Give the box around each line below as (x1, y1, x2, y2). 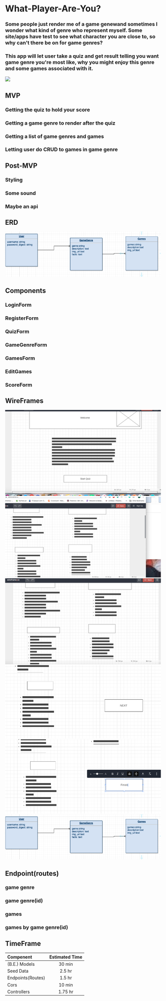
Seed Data (7, 968, 29, 974)
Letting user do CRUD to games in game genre (5, 146, 118, 153)
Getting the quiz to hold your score (5, 106, 90, 113)
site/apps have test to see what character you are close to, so (5, 33, 156, 40)
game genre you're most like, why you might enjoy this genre (5, 59, 155, 66)
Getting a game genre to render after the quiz (5, 120, 116, 127)
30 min (58, 961, 73, 967)
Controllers (7, 989, 30, 995)
